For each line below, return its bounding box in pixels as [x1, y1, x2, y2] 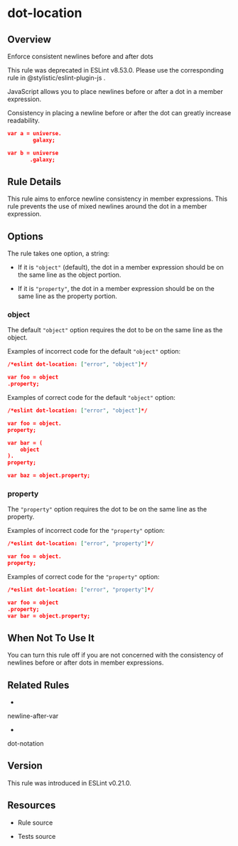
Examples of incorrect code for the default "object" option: [7, 347, 181, 356]
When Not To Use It [7, 632, 94, 644]
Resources [7, 799, 56, 812]
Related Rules [7, 679, 70, 691]
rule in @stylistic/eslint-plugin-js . [7, 73, 106, 82]
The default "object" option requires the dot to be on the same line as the [7, 326, 223, 334]
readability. [7, 116, 40, 125]
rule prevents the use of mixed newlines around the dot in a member [7, 202, 207, 211]
